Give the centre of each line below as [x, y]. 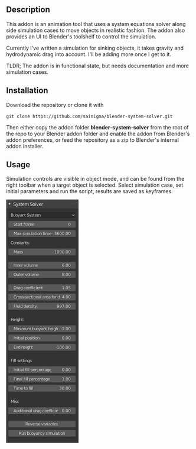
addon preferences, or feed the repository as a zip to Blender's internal [92, 140]
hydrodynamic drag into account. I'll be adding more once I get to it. [89, 54]
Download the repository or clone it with [55, 105]
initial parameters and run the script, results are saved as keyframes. [89, 191]
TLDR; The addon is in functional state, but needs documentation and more [97, 66]
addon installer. [25, 146]
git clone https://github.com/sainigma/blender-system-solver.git [89, 116]
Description [28, 10]
